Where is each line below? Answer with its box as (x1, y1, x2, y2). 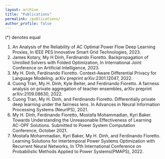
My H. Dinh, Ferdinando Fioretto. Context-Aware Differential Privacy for (12, 70, 157, 76)
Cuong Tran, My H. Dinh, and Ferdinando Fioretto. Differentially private (12, 96, 156, 102)
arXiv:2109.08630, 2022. (12, 91, 63, 97)
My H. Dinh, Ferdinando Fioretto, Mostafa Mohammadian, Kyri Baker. (12, 112, 152, 118)
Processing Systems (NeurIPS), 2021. (12, 107, 89, 113)
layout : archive (5, 7, 38, 12)
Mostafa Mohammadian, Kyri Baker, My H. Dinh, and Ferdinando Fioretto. (12, 133, 161, 139)
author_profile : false (5, 21, 52, 26)
